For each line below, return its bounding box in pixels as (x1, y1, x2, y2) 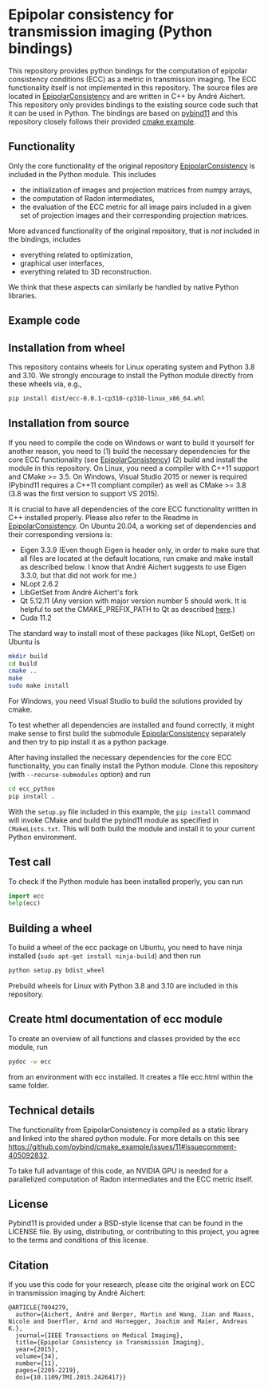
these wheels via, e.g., (8, 379, 82, 389)
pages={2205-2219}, (15, 1367, 81, 1375)
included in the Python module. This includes (8, 169, 157, 179)
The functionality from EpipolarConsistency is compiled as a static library (8, 1125, 249, 1134)
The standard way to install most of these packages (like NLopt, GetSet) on (8, 628, 255, 637)
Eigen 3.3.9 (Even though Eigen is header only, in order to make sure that (19, 545, 260, 554)
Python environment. (8, 832, 77, 842)
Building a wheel (8, 921, 93, 935)
